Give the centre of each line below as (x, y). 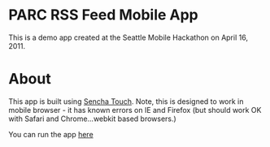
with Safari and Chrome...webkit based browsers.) (92, 119)
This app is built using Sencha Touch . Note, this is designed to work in (126, 101)
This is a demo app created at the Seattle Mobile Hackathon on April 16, (128, 37)
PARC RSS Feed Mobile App (104, 15)
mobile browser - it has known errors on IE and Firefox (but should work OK (135, 110)
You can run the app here (51, 134)
